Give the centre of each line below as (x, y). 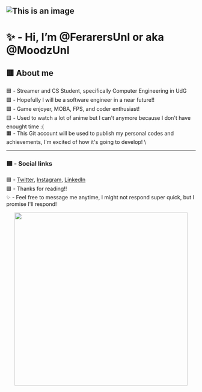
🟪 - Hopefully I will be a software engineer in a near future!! (81, 100)
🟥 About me (30, 73)
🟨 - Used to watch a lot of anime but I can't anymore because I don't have (99, 118)
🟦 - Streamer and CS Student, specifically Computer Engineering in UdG (97, 91)
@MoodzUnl (38, 50)
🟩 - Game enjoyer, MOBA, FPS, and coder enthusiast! (73, 109)
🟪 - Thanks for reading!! (37, 188)
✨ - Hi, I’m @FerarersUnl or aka (85, 37)
